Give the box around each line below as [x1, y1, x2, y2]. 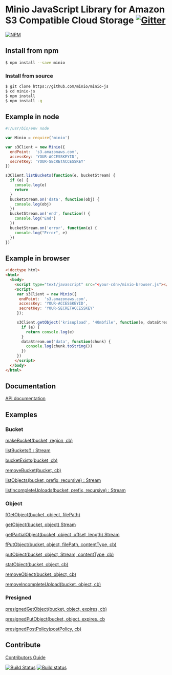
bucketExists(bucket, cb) [5, 457, 58, 463]
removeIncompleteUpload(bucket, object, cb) [5, 582, 101, 588]
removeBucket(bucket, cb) [5, 467, 61, 474]
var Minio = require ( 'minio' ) [5, 135, 70, 141]
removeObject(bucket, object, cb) [5, 571, 77, 577]
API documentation [5, 396, 46, 402]
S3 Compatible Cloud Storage [5, 14, 134, 26]
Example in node [5, 112, 60, 121]
